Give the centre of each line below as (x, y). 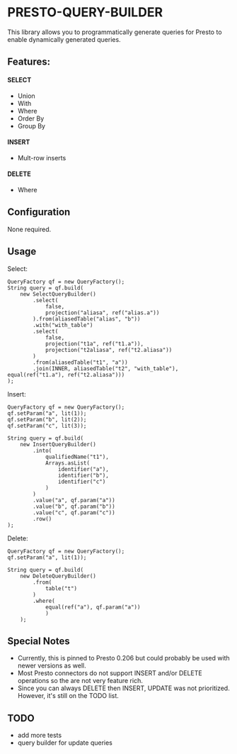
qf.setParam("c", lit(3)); (47, 426)
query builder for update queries (65, 743)
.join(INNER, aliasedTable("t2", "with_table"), (106, 368)
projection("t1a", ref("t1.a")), (94, 344)
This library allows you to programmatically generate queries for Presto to (115, 32)
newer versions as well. (52, 666)
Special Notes (39, 641)
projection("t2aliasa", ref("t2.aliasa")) (109, 350)
